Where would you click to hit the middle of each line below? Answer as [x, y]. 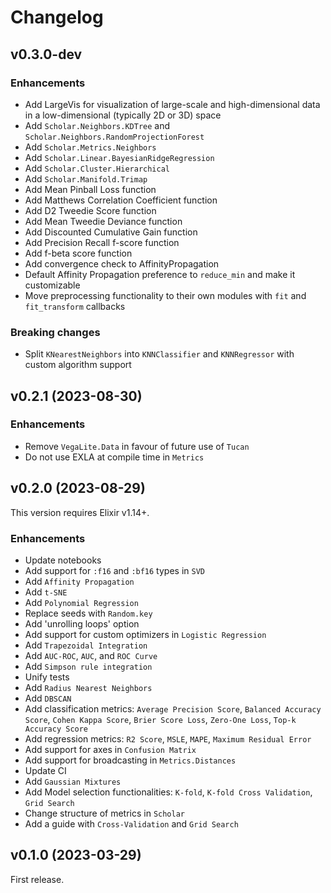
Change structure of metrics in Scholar [104, 813]
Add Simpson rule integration [88, 666]
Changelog [57, 17]
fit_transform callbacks [75, 306]
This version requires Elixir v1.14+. [80, 512]
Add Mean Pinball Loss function [90, 189]
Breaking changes [55, 332]
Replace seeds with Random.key [88, 613]
